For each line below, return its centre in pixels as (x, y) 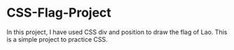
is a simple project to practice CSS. (57, 39)
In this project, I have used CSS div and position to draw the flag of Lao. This (117, 32)
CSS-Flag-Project (59, 13)
